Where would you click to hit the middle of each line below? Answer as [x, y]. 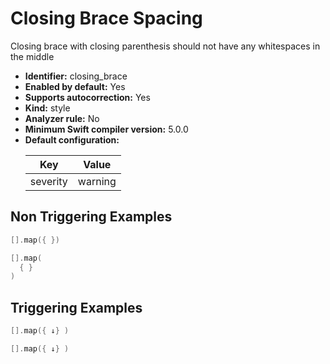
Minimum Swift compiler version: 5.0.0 [106, 129]
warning [97, 181]
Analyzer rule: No [62, 118]
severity [48, 181]
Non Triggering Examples [91, 217]
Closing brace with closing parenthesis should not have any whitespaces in [165, 46]
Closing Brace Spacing [106, 18]
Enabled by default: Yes [75, 86]
